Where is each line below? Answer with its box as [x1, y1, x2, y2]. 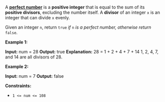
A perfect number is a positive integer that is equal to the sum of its [5, 4, 145, 10]
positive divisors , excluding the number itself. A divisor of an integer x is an [5, 9, 161, 15]
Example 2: [5, 64, 29, 69]
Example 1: [5, 39, 28, 45]
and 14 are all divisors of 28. [5, 54, 63, 60]
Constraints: [5, 83, 32, 89]
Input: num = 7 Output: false [5, 73, 64, 79]
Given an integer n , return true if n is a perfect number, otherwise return [5, 24, 152, 30]
